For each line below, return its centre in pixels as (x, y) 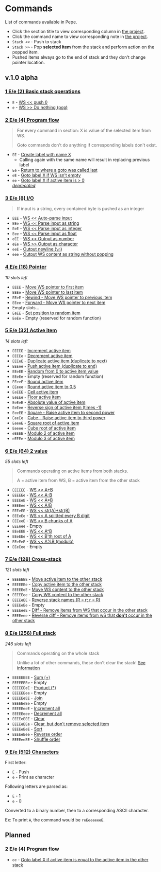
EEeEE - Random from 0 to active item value (55, 371)
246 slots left (18, 644)
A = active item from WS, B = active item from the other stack (78, 480)
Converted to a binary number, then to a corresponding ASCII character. (77, 810)
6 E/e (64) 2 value (26, 451)
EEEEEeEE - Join (27, 698)
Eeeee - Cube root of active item (44, 428)
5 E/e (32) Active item (31, 330)
